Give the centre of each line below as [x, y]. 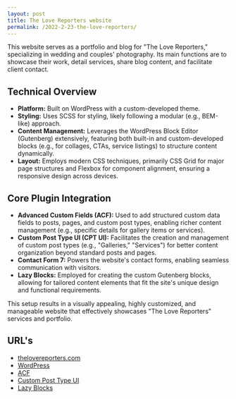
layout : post [26, 14]
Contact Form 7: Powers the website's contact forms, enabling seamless [123, 260]
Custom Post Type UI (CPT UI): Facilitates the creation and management [123, 238]
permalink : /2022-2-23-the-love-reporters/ [72, 27]
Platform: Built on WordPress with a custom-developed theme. [109, 109]
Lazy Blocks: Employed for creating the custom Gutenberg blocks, [114, 275]
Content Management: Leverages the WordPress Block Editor [108, 131]
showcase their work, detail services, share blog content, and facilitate [110, 62]
